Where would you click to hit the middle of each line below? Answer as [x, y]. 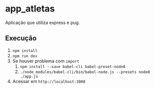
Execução [21, 38]
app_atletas [30, 9]
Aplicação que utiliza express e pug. [42, 22]
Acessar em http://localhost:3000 [49, 81]
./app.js [29, 76]
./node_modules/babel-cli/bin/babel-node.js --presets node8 [85, 72]
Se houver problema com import [46, 61]
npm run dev [25, 56]
